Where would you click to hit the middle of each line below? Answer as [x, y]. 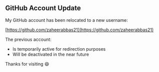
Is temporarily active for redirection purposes [59, 49]
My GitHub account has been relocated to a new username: [67, 20]
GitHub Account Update [43, 8]
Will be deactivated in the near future [50, 54]
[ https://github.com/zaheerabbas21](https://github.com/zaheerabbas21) [79, 30]
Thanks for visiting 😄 [27, 64]
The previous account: [28, 39]
